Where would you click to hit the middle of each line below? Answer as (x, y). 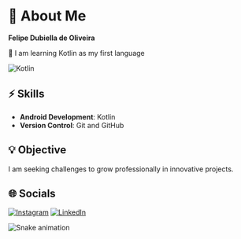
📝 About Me (47, 16)
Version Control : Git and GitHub (72, 125)
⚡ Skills (26, 94)
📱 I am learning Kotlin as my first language (76, 53)
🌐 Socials (32, 193)
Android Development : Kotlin (67, 116)
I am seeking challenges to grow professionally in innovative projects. (121, 169)
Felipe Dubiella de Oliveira (52, 38)
